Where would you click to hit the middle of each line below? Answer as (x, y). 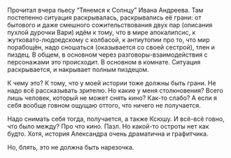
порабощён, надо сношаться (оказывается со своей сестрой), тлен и (111, 47)
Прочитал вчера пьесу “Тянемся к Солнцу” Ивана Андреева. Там (105, 10)
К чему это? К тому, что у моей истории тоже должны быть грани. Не (112, 83)
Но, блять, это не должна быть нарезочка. (71, 147)
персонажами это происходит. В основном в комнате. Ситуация (104, 62)
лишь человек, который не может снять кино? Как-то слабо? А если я (112, 98)
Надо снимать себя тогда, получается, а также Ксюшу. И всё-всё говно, (116, 119)
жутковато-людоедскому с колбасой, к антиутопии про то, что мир (108, 40)
